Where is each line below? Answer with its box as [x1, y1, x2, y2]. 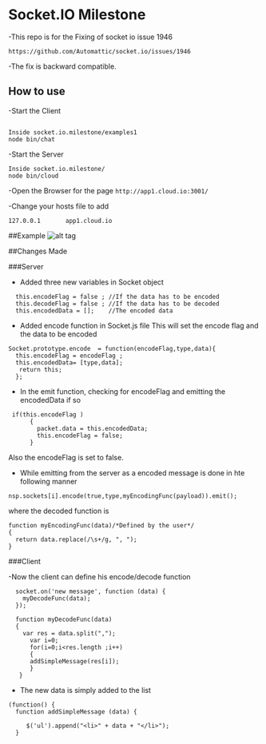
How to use [8, 85, 66, 98]
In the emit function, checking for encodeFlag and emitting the [19, 386, 226, 396]
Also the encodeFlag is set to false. [8, 452, 124, 462]
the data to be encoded [19, 329, 97, 339]
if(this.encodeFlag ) [11, 410, 84, 419]
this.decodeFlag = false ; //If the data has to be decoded [15, 300, 220, 308]
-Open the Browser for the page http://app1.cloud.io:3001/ [8, 185, 209, 195]
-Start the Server [8, 149, 64, 159]
